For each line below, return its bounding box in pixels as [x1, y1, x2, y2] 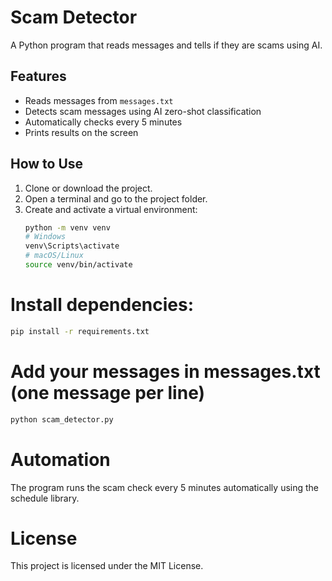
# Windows [24, 232, 67, 242]
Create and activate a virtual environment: [24, 203, 198, 215]
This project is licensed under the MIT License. [10, 560, 204, 572]
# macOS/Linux [24, 251, 84, 261]
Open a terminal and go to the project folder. [24, 192, 208, 205]
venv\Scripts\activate [24, 241, 120, 251]
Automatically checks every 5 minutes [24, 116, 183, 128]
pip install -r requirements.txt [10, 326, 150, 336]
